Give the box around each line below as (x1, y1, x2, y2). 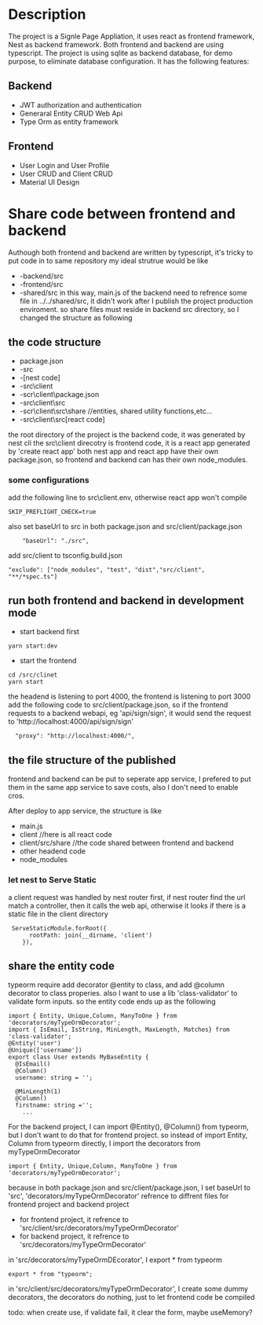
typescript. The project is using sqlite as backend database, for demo (8, 48, 233, 57)
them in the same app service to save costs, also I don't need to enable (8, 783, 239, 792)
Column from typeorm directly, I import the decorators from (8, 1139, 201, 1148)
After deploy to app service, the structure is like (8, 806, 163, 816)
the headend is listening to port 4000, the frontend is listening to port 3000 (8, 692, 251, 701)
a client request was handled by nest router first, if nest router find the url (8, 892, 246, 901)
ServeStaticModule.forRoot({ (11, 924, 108, 932)
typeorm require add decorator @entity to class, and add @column (8, 980, 225, 989)
